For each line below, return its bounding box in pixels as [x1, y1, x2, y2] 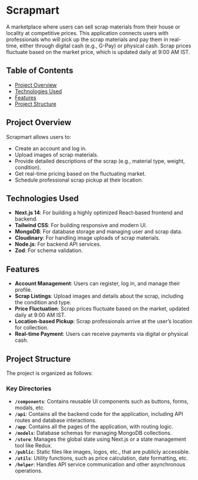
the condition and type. [14, 299, 72, 306]
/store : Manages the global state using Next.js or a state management [14, 436, 186, 443]
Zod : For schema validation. [14, 247, 83, 254]
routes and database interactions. [14, 417, 97, 424]
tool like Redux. [14, 442, 53, 449]
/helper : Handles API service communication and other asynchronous [14, 461, 186, 468]
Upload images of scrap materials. [14, 151, 99, 158]
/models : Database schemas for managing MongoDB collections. [14, 430, 172, 437]
